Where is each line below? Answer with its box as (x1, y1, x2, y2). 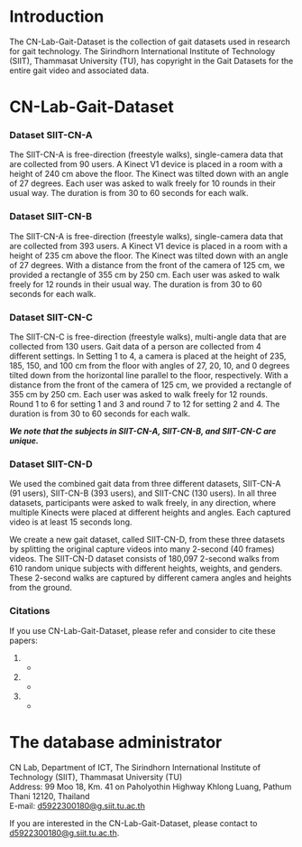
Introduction (9, 6, 105, 27)
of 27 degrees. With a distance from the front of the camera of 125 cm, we (9, 259, 286, 270)
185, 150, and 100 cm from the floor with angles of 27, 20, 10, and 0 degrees (9, 360, 290, 371)
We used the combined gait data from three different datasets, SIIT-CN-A (9, 479, 281, 489)
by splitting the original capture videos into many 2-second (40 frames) (9, 544, 275, 554)
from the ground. (9, 582, 72, 593)
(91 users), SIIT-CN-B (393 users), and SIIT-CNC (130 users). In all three (9, 488, 277, 498)
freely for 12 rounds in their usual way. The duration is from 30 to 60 (9, 278, 263, 290)
